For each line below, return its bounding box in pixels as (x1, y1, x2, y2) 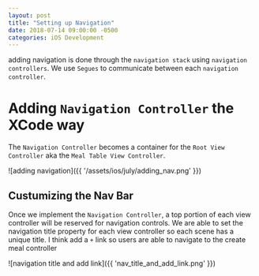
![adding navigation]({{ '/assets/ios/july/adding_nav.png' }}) (8, 166, 202, 176)
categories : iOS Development (8, 33, 104, 42)
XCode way (8, 116, 85, 134)
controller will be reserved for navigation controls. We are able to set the (8, 218, 243, 227)
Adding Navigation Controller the (8, 99, 235, 117)
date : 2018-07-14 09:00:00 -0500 (8, 26, 118, 34)
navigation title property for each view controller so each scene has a (8, 226, 235, 236)
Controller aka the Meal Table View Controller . (8, 151, 166, 160)
